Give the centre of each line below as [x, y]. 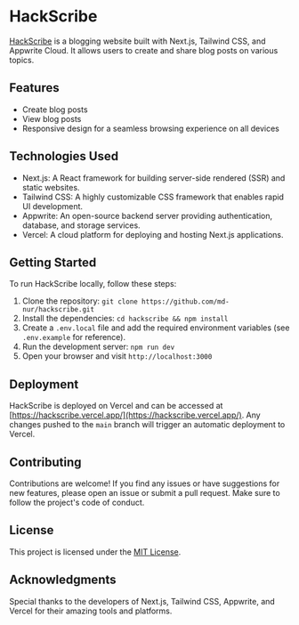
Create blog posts [55, 110]
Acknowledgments [63, 580]
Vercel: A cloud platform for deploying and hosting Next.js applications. [153, 234]
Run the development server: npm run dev [98, 347]
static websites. [51, 187]
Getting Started [53, 262]
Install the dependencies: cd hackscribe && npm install [125, 319]
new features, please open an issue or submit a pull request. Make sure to [145, 493]
